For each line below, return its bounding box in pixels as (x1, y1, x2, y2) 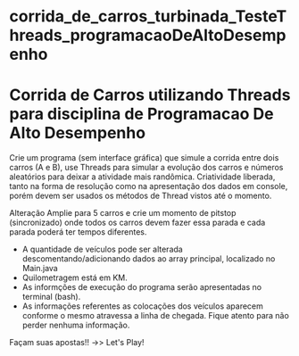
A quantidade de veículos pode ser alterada (21, 244, 183, 255)
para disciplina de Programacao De (9, 104, 274, 124)
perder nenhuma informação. (21, 319, 130, 331)
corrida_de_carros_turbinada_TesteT (9, 6, 287, 27)
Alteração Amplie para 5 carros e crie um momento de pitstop (9, 208, 237, 219)
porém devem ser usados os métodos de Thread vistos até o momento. (9, 190, 272, 202)
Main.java (21, 263, 58, 274)
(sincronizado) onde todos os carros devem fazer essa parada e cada (9, 217, 266, 228)
